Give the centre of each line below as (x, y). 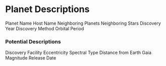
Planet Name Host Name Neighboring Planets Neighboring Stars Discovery (83, 23)
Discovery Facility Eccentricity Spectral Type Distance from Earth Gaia (78, 53)
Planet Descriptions (47, 9)
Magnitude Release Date (31, 58)
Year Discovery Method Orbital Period (45, 28)
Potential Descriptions (33, 41)
